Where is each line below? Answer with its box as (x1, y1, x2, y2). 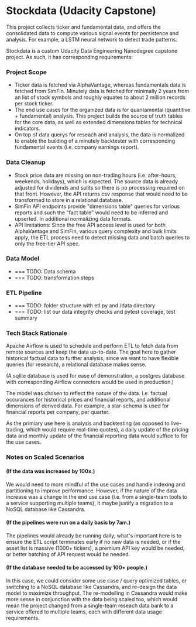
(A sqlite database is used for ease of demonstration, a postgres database (6, 372, 185, 379)
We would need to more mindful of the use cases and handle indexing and (6, 481, 185, 488)
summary (14, 314, 38, 321)
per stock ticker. (14, 100, 54, 107)
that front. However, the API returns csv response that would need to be (14, 190, 188, 197)
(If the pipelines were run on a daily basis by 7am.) (6, 519, 130, 526)
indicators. (14, 125, 40, 132)
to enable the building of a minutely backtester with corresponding (14, 138, 176, 145)
